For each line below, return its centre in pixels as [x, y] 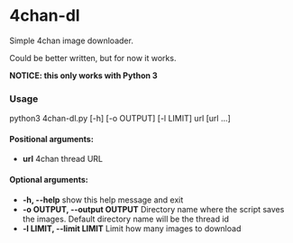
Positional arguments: [52, 139]
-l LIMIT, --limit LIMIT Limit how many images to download [132, 228]
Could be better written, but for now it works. [93, 58]
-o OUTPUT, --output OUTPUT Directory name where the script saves [153, 209]
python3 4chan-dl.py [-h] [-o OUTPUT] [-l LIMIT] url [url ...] [120, 119]
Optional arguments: [49, 180]
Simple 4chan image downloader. [71, 40]
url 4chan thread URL [63, 159]
